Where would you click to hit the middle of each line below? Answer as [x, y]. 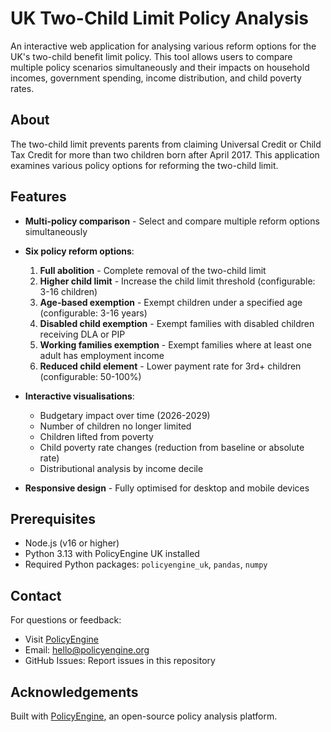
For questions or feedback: [66, 620]
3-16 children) [68, 291]
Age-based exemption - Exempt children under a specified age [171, 302]
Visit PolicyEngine [61, 639]
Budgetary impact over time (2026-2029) [125, 415]
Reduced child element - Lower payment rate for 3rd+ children [170, 366]
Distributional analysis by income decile [121, 468]
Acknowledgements [74, 692]
